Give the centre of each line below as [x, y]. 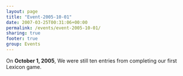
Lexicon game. [24, 67]
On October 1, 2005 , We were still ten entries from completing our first [91, 61]
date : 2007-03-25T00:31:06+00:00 [47, 22]
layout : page [22, 11]
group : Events [23, 44]
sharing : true [23, 33]
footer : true [22, 39]
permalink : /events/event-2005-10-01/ [53, 28]
